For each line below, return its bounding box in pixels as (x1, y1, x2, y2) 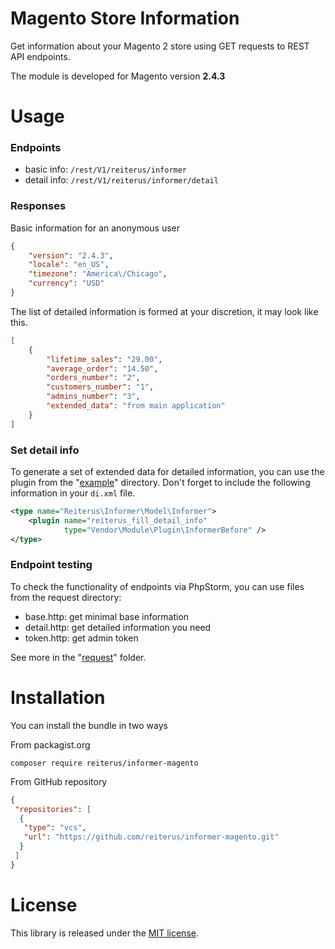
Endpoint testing (10, 558, 93, 572)
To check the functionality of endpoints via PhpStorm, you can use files (10, 580, 305, 592)
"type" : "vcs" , (23, 823, 87, 833)
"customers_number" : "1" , (46, 382, 155, 392)
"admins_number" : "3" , (46, 392, 141, 402)
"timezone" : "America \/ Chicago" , (28, 269, 168, 279)
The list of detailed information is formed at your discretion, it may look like (10, 305, 319, 317)
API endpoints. (10, 50, 71, 62)
